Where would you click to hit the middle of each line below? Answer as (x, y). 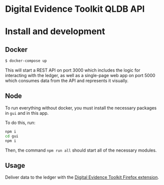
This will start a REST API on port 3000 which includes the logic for (73, 70)
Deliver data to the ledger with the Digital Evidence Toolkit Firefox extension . (82, 177)
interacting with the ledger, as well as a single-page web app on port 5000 (80, 76)
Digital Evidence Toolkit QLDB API (75, 9)
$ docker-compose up (26, 61)
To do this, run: (20, 122)
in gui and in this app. (27, 113)
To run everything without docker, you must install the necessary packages (81, 108)
